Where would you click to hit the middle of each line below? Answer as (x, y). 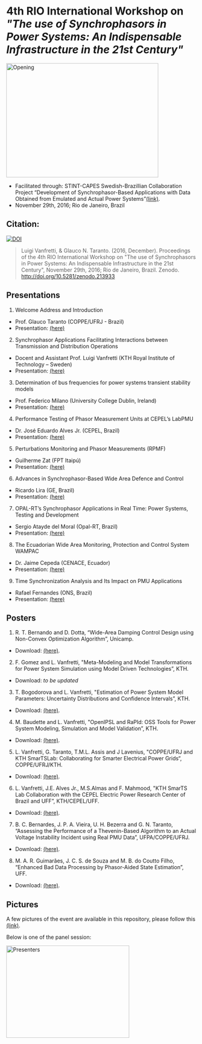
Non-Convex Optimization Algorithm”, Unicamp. (74, 639)
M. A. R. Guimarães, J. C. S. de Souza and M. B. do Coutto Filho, (95, 861)
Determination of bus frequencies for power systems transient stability (103, 382)
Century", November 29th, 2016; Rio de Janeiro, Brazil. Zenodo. (100, 270)
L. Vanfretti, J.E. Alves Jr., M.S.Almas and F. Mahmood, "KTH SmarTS (101, 788)
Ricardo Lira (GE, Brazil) (45, 490)
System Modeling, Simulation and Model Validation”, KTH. (87, 729)
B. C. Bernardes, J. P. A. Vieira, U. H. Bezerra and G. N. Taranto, (94, 824)
